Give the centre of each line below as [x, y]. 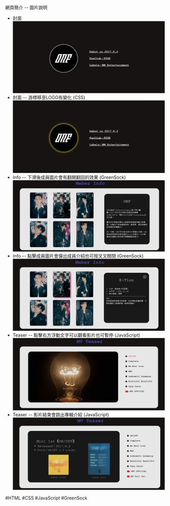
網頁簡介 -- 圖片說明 [26, 7]
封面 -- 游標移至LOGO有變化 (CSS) [49, 97]
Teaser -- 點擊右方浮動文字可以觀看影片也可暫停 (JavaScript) [76, 335]
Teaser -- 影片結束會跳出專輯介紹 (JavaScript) [61, 414]
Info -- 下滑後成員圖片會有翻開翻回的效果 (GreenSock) [69, 177]
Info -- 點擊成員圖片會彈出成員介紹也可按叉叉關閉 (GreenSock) [78, 256]
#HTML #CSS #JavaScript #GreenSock [46, 498]
